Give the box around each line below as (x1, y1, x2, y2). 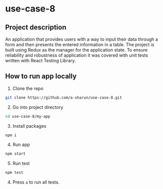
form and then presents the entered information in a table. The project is (5, 42, 154, 48)
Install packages (12, 123, 47, 129)
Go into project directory (12, 104, 64, 110)
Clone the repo (12, 85, 44, 91)
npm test (5, 170, 24, 175)
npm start (5, 151, 26, 156)
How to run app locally (5, 72, 77, 81)
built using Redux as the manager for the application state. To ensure (5, 47, 148, 53)
